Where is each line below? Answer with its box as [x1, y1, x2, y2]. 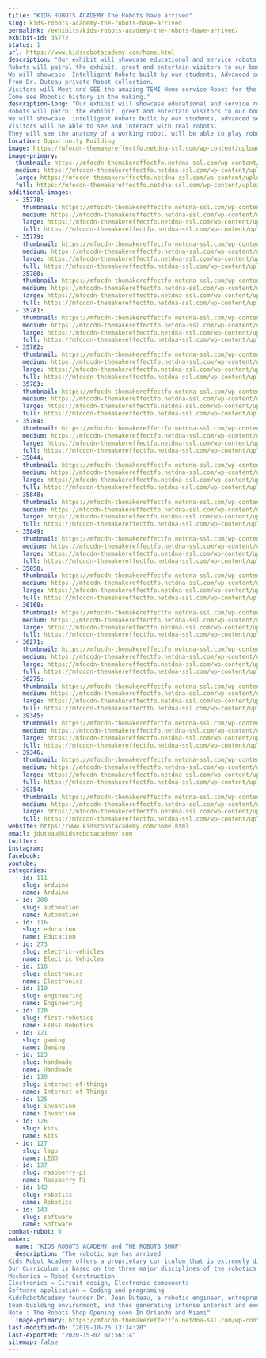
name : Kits [22, 1131, 59, 1140]
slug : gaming [22, 1036, 66, 1044]
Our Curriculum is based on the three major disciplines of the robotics [8, 1264, 257, 1272]
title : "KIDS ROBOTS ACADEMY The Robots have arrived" [8, 11, 193, 20]
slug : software [22, 1213, 73, 1221]
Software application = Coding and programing [8, 1287, 165, 1295]
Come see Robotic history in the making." [8, 93, 150, 101]
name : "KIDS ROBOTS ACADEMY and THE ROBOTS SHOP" [15, 1242, 182, 1250]
